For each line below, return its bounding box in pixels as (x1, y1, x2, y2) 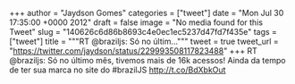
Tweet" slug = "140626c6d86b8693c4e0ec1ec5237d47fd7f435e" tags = (9, 27, 277, 37)
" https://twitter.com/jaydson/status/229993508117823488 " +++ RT (9, 46, 257, 56)
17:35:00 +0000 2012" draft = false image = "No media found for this (9, 17, 264, 28)
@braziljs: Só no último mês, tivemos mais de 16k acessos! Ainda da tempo (9, 55, 286, 65)
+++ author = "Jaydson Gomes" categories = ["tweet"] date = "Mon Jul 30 (9, 8, 284, 18)
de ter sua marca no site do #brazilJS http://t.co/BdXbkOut (9, 64, 226, 75)
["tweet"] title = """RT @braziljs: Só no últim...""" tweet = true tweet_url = (9, 36, 279, 46)
